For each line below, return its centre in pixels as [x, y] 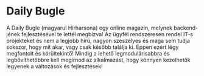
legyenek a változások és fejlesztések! [55, 66]
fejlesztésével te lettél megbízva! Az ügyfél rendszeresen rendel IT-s [107, 34]
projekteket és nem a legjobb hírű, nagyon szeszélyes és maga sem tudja [98, 40]
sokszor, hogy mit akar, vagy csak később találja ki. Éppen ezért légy [93, 47]
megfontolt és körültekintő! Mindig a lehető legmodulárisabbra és [88, 53]
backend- [186, 28]
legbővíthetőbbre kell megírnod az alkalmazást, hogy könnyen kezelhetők [98, 60]
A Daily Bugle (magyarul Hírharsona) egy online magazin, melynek [89, 28]
